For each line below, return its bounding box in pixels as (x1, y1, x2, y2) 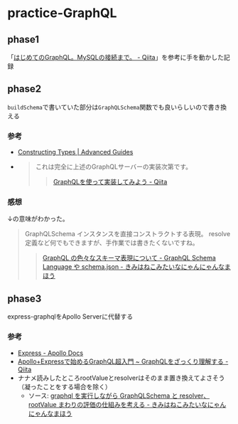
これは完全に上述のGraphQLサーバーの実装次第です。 (35, 162, 193, 171)
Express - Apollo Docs (17, 349, 84, 357)
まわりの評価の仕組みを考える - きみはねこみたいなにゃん (58, 400, 227, 408)
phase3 (7, 292, 42, 304)
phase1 (7, 33, 40, 46)
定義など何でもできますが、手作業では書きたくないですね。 (24, 238, 199, 247)
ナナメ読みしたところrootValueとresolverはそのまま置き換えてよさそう (17, 373, 225, 382)
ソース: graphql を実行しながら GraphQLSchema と (28, 391, 178, 400)
